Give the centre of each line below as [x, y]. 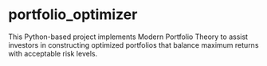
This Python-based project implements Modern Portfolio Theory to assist [128, 37]
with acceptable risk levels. [53, 53]
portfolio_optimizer [73, 15]
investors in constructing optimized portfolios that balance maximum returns [133, 45]
